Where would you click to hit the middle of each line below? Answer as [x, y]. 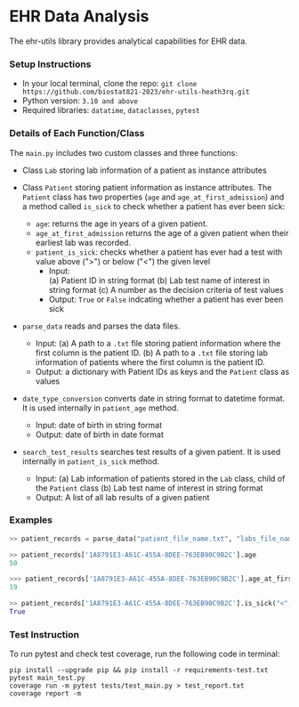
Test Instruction [44, 634]
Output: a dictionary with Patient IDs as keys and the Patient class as [162, 371]
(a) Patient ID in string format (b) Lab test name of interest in [159, 280]
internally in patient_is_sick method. [91, 461]
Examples [31, 520]
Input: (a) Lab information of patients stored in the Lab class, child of [160, 478]
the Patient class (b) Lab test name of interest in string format [149, 488]
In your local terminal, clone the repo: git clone [109, 84]
